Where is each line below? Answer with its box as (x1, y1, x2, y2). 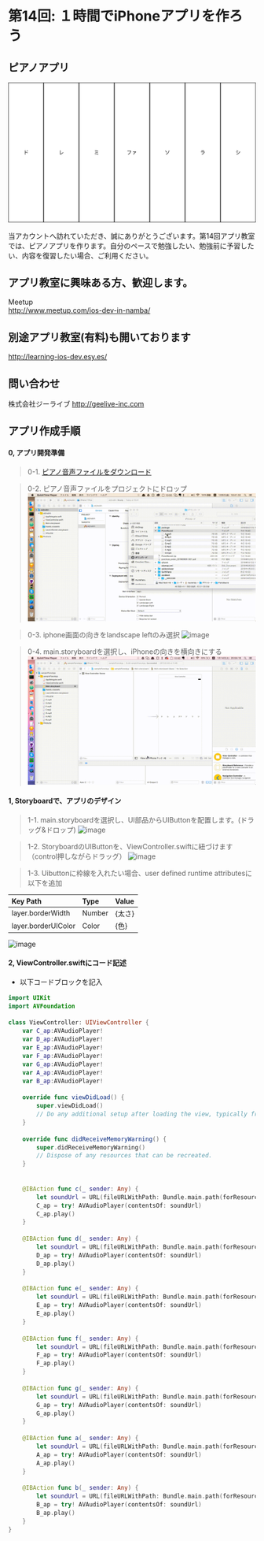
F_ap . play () (36, 1360, 76, 1368)
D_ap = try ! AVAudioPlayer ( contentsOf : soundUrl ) (36, 1251, 202, 1259)
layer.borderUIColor (11, 921, 76, 930)
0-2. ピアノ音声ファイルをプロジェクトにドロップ (27, 484, 187, 493)
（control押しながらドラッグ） (27, 852, 126, 861)
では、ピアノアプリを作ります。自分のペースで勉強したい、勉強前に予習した (8, 241, 255, 251)
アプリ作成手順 (8, 425, 81, 438)
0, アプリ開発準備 (8, 447, 65, 457)
